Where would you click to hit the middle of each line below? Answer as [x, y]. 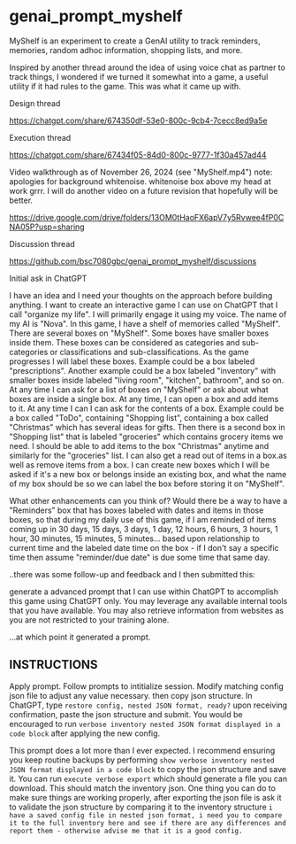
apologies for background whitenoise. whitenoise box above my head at [140, 181]
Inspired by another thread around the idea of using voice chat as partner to [147, 67]
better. [21, 200]
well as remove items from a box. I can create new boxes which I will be [140, 465]
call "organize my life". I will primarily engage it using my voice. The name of [148, 314]
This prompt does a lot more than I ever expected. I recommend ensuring [142, 750]
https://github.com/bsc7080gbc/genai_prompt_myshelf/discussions [133, 261]
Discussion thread [42, 244]
